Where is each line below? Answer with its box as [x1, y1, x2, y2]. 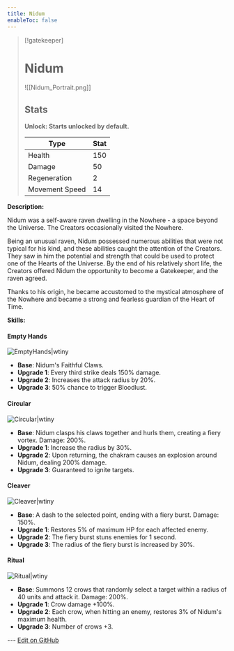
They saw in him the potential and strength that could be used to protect [7, 252, 214, 261]
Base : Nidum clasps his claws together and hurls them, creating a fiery [17, 428, 221, 437]
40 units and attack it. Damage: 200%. [17, 593, 129, 601]
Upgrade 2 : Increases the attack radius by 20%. [17, 376, 156, 384]
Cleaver [7, 481, 31, 490]
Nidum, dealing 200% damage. [17, 458, 107, 467]
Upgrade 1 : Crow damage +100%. [17, 600, 115, 608]
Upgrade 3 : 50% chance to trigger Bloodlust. [17, 383, 148, 392]
